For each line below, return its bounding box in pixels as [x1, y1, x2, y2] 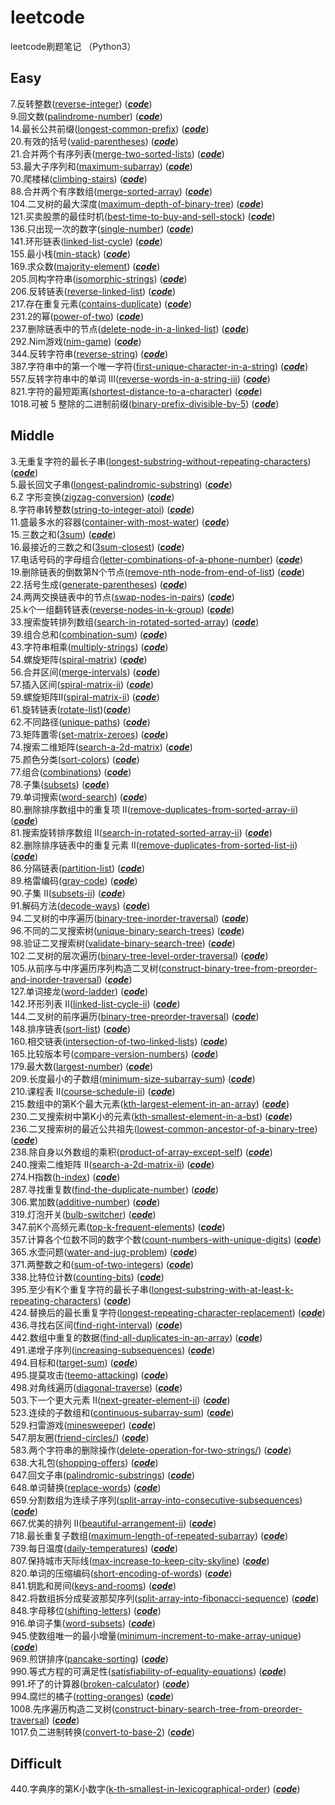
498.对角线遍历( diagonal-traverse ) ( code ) [10, 1381, 183, 1393]
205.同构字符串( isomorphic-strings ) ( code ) [10, 272, 188, 285]
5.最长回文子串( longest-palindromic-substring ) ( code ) [10, 478, 233, 490]
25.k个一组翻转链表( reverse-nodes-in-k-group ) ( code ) [10, 603, 235, 615]
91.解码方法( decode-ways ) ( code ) [10, 899, 151, 911]
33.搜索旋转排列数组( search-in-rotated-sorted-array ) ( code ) [10, 616, 260, 628]
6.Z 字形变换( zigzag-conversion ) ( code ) [10, 491, 175, 503]
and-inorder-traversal [10, 973, 100, 985]
